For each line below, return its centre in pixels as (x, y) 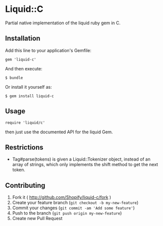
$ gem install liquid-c (30, 96)
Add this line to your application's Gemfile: (48, 50)
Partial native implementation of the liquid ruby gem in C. (63, 23)
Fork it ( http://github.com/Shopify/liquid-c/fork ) (61, 197)
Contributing (25, 185)
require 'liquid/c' (25, 122)
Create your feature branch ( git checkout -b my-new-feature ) (75, 203)
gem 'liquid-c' (21, 59)
